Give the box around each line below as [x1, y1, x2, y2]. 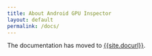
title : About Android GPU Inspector [7, 10, 112, 17]
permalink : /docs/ [7, 23, 60, 29]
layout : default [7, 16, 53, 23]
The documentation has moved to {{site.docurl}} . [7, 42, 146, 50]
